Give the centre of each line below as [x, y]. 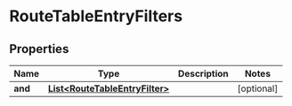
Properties [39, 49]
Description [203, 74]
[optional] [258, 88]
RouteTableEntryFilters [96, 16]
